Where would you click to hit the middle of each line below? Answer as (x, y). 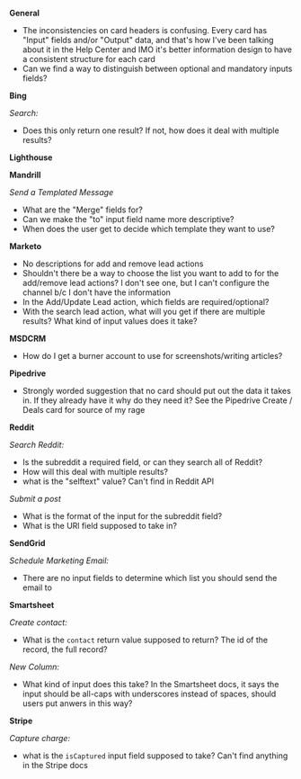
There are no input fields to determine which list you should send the (150, 578)
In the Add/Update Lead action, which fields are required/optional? (146, 302)
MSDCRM (28, 338)
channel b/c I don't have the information (96, 292)
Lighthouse (31, 157)
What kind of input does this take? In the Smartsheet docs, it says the (150, 684)
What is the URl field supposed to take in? (100, 526)
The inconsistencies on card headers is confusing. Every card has (145, 30)
